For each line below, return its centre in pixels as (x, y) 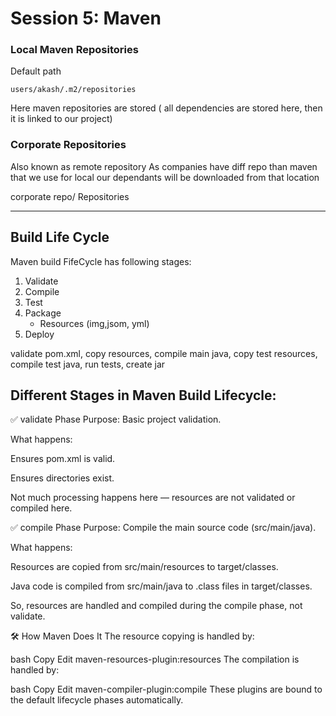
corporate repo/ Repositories (70, 196)
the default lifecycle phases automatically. (97, 700)
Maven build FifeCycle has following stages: (101, 261)
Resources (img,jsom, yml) (94, 323)
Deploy (39, 334)
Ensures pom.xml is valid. (63, 459)
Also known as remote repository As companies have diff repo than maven (164, 166)
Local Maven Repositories (74, 50)
